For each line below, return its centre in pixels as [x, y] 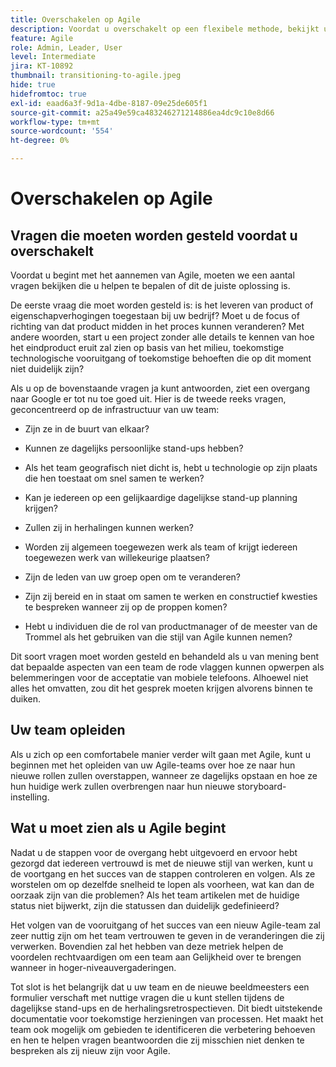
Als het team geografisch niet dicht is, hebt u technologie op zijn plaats [171, 467]
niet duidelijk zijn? [47, 369]
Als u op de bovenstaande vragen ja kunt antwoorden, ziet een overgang [160, 388]
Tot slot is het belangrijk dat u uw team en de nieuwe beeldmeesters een [160, 987]
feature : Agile [42, 38]
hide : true [33, 85]
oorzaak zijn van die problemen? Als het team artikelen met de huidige [155, 895]
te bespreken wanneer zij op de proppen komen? [126, 607]
